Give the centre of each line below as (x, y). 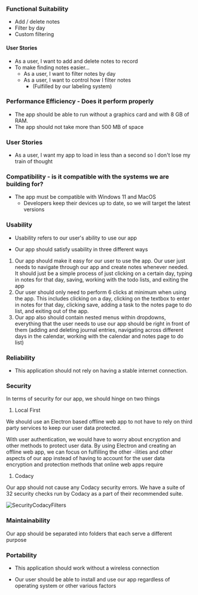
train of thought (34, 161)
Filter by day (30, 28)
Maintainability (28, 520)
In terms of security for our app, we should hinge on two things (83, 399)
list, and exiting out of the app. (52, 311)
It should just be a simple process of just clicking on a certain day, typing (103, 273)
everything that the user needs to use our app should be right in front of (102, 324)
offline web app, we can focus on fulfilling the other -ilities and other (90, 452)
